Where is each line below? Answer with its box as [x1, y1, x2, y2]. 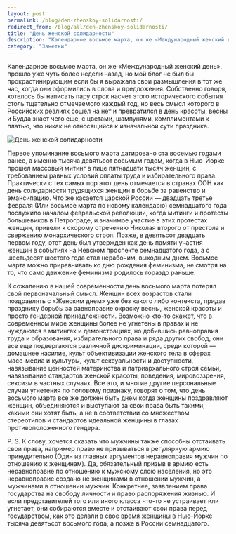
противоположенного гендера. [7, 424, 100, 432]
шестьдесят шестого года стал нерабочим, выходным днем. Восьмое [7, 253, 218, 262]
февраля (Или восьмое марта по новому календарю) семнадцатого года [7, 201, 227, 209]
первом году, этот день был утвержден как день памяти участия [7, 239, 203, 246]
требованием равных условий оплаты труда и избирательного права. [7, 171, 217, 180]
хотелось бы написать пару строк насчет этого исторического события [7, 92, 223, 100]
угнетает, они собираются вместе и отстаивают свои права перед [7, 505, 207, 512]
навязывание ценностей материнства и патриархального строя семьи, [7, 364, 221, 372]
